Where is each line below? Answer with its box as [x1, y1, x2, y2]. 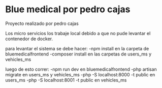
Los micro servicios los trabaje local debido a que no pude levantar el [5, 30, 151, 36]
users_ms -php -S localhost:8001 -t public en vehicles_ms [5, 77, 127, 83]
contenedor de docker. [5, 36, 53, 42]
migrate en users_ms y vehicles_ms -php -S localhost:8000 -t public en [5, 71, 155, 77]
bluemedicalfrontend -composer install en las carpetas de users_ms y [5, 51, 152, 57]
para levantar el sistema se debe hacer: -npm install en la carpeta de [5, 45, 149, 51]
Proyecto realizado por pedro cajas [5, 20, 79, 26]
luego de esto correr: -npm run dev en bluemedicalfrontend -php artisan [5, 66, 157, 72]
